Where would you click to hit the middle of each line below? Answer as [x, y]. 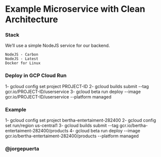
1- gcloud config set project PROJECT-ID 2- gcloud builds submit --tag [77, 86]
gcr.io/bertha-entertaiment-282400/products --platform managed [72, 136]
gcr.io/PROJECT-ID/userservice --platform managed [58, 96]
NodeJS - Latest [22, 59]
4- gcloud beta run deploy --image [105, 131]
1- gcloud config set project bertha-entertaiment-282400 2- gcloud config [80, 120]
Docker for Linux [23, 63]
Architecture [32, 19]
